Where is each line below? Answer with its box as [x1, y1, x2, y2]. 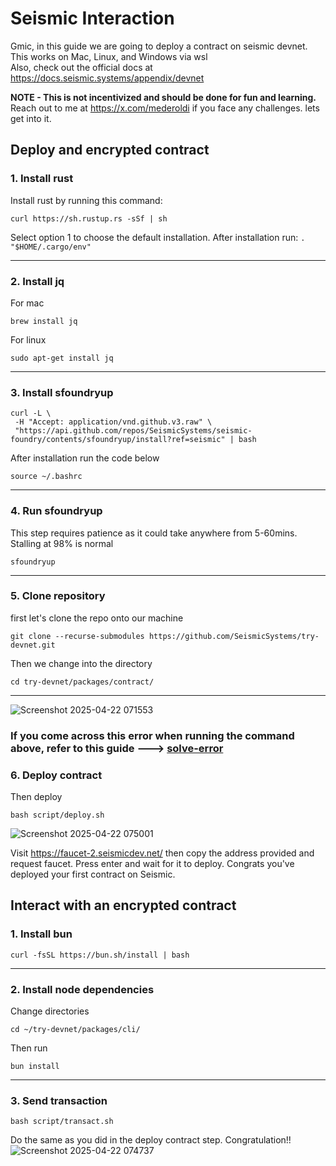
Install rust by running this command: [10, 194, 163, 206]
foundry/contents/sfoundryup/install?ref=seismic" [10, 435, 226, 445]
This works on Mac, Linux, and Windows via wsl [10, 50, 208, 62]
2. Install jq [10, 274, 65, 288]
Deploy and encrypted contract [10, 142, 210, 159]
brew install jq [10, 316, 78, 326]
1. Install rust [10, 172, 74, 186]
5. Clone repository [10, 589, 106, 603]
